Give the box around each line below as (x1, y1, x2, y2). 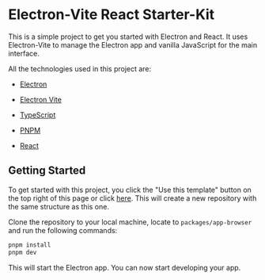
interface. (8, 48, 40, 58)
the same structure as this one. (8, 201, 109, 211)
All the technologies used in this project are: (8, 63, 152, 73)
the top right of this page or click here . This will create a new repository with (8, 193, 257, 203)
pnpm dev (8, 248, 37, 256)
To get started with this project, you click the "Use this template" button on (8, 185, 252, 194)
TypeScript (19, 109, 56, 120)
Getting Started (8, 164, 86, 178)
